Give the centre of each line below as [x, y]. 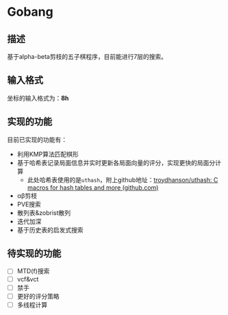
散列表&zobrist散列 [44, 212]
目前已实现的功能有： [37, 139]
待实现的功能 [34, 254]
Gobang [30, 12]
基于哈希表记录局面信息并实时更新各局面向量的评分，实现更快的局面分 [116, 162]
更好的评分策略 [38, 296]
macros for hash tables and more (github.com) [93, 187]
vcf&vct [28, 279]
